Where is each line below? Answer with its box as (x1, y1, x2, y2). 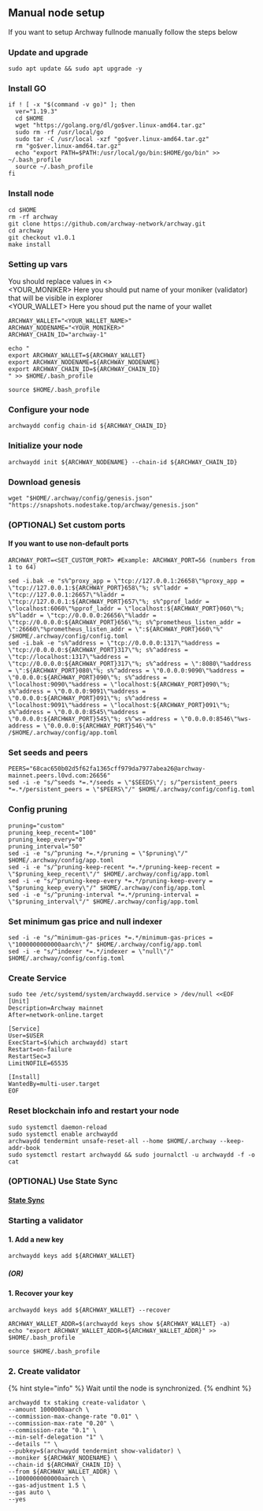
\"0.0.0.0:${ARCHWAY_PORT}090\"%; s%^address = (8, 674, 168, 682)
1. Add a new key (8, 1234, 65, 1244)
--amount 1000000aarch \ (8, 1406, 90, 1414)
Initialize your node (8, 441, 83, 452)
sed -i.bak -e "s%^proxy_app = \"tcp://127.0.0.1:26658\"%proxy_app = (8, 577, 245, 586)
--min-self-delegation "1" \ (8, 1434, 104, 1442)
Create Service (8, 973, 67, 984)
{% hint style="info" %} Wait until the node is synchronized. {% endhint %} (8, 1383, 252, 1394)
